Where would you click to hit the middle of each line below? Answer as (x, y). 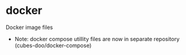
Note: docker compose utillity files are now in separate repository (97, 39)
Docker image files (29, 27)
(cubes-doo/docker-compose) (53, 45)
